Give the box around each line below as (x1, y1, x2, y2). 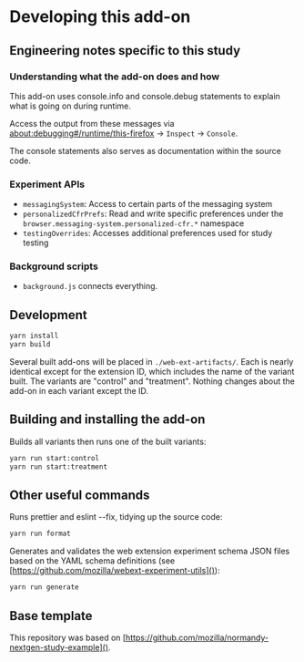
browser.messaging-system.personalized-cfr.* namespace (22, 218, 245, 229)
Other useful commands (9, 487, 150, 502)
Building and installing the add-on (9, 412, 206, 428)
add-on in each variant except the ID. (9, 386, 148, 397)
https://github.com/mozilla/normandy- (126, 632, 269, 643)
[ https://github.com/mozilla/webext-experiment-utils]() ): (9, 565, 220, 576)
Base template (9, 608, 93, 624)
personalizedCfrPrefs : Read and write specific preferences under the (22, 208, 284, 220)
